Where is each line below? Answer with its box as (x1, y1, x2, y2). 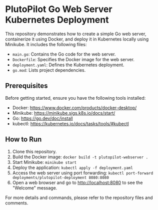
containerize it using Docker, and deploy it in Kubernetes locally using (5, 36, 149, 42)
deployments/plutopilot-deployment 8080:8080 (12, 175, 109, 180)
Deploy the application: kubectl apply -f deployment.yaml (12, 164, 133, 170)
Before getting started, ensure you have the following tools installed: (5, 95, 146, 101)
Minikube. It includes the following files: (5, 41, 87, 47)
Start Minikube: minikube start (12, 159, 76, 165)
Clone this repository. (12, 148, 57, 154)
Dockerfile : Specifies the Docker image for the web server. (12, 56, 135, 62)
